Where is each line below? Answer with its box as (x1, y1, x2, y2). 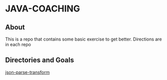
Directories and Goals (5, 56, 74, 64)
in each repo (5, 41, 31, 47)
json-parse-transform (5, 69, 50, 75)
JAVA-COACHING (5, 3, 80, 14)
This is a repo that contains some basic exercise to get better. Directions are (5, 36, 162, 42)
